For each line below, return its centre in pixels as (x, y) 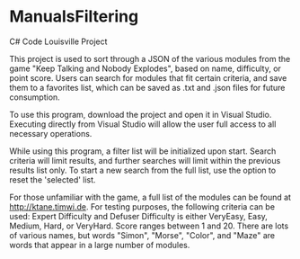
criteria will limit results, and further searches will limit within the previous (145, 160)
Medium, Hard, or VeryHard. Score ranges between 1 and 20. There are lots (149, 226)
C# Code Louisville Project (58, 41)
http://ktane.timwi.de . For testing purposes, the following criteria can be (142, 206)
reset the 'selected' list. (53, 179)
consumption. (35, 97)
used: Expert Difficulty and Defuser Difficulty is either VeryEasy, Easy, (138, 216)
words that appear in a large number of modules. (100, 245)
